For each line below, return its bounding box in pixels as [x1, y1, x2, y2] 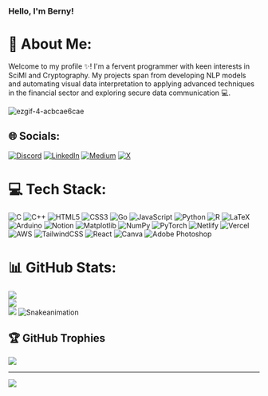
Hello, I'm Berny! [8, 6, 74, 17]
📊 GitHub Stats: [8, 258, 117, 276]
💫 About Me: [8, 35, 93, 53]
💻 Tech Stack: [8, 180, 107, 198]
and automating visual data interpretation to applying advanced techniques [8, 78, 255, 89]
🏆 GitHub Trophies [8, 331, 106, 345]
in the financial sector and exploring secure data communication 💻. [8, 88, 231, 97]
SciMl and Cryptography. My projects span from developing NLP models [8, 70, 246, 80]
